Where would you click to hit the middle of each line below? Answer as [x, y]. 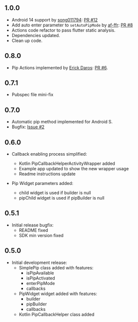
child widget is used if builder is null [55, 193]
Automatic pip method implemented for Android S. [62, 122]
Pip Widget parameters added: [42, 183]
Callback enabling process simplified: [49, 154]
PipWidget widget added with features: [58, 293]
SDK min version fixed [41, 235]
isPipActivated [41, 278]
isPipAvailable [40, 273]
